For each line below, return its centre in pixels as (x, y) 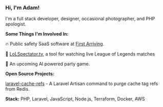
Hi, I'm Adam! (23, 8)
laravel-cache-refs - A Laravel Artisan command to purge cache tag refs (82, 84)
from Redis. (17, 89)
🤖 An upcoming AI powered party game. (48, 64)
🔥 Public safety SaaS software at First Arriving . (55, 44)
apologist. (16, 24)
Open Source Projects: (30, 74)
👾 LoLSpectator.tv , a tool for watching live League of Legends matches (80, 54)
